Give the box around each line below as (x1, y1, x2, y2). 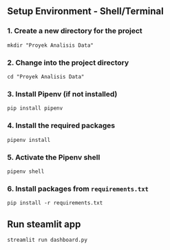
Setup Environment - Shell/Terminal (7, 6, 164, 17)
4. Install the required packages (7, 121, 116, 130)
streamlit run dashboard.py (7, 236, 88, 243)
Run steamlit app (7, 218, 81, 230)
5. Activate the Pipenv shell (7, 152, 100, 162)
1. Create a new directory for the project (7, 26, 142, 36)
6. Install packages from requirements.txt (7, 184, 149, 194)
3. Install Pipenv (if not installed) (7, 89, 118, 98)
